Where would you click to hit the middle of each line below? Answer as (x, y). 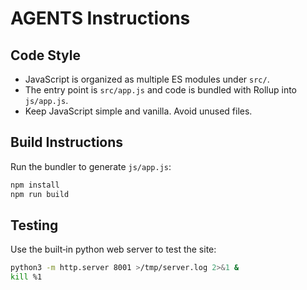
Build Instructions (67, 142)
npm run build (40, 194)
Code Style (45, 55)
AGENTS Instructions (100, 18)
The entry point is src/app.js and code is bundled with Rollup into (161, 90)
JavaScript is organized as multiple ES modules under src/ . (147, 79)
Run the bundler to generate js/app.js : (91, 166)
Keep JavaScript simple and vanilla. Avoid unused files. (138, 111)
